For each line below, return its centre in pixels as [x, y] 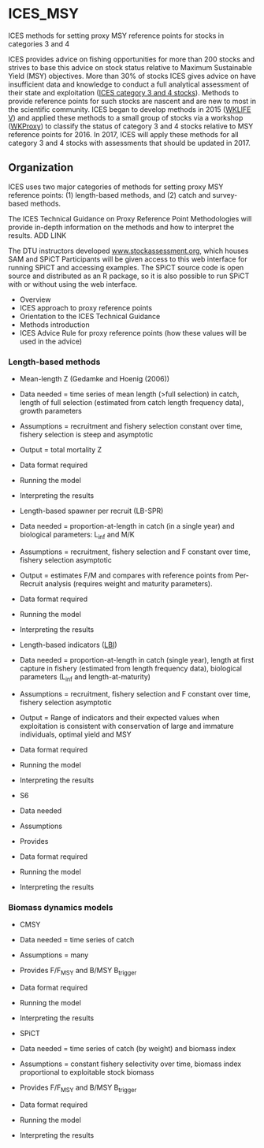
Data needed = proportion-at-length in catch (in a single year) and [127, 526]
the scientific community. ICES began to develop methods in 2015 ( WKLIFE [130, 109]
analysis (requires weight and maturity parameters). [128, 583]
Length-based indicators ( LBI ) [68, 645]
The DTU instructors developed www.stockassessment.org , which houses [128, 251]
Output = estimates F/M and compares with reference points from [126, 575]
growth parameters [51, 411]
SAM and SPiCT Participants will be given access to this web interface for [128, 259]
